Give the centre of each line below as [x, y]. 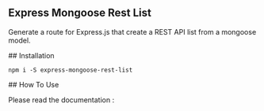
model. [19, 40]
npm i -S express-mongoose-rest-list [71, 70]
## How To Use [34, 84]
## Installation [31, 55]
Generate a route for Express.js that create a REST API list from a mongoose [132, 31]
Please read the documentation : [61, 100]
